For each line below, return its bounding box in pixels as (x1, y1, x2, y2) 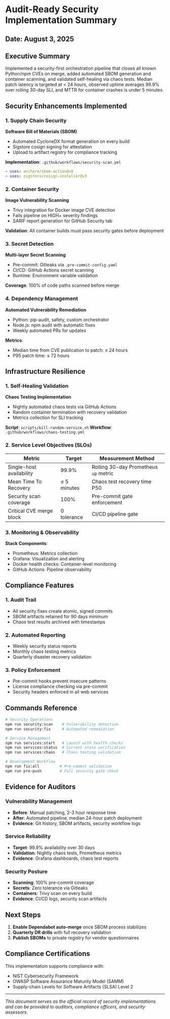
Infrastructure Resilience (5, 367, 86, 376)
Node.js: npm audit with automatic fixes (12, 322, 96, 328)
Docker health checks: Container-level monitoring (12, 561, 116, 567)
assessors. (5, 1009, 28, 1015)
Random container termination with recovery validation (12, 409, 127, 415)
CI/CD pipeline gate (92, 510, 138, 517)
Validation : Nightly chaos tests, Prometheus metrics (12, 850, 122, 856)
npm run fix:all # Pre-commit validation (5, 764, 112, 769)
